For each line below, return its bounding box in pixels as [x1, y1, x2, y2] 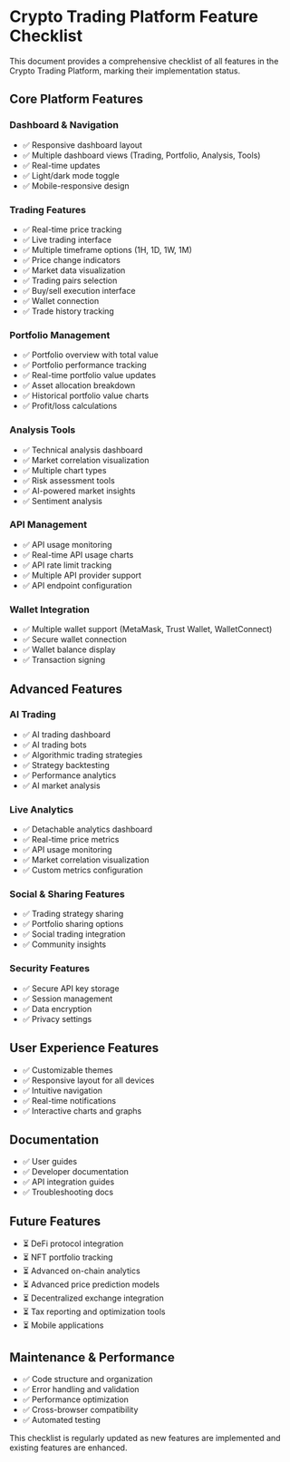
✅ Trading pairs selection [22, 275, 118, 286]
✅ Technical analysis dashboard [22, 444, 143, 455]
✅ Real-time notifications [22, 1095, 116, 1106]
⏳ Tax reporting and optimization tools [22, 1306, 166, 1317]
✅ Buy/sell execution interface [22, 285, 136, 296]
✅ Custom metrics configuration [22, 864, 143, 876]
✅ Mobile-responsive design [22, 180, 130, 191]
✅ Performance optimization [22, 1394, 130, 1405]
